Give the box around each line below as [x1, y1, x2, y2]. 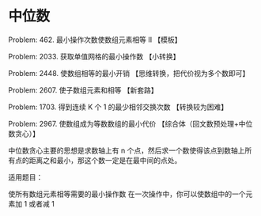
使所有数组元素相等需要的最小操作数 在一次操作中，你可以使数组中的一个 [8, 189, 246, 199]
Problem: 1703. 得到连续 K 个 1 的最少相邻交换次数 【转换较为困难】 [8, 102, 229, 112]
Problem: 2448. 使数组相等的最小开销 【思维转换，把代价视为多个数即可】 [8, 68, 250, 78]
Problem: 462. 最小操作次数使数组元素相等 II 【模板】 [8, 35, 182, 44]
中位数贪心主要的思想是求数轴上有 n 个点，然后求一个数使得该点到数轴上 [8, 146, 245, 155]
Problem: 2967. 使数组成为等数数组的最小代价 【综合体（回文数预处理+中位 [8, 119, 253, 128]
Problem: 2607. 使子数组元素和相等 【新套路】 [8, 85, 158, 95]
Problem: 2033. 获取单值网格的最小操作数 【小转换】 [8, 51, 180, 61]
